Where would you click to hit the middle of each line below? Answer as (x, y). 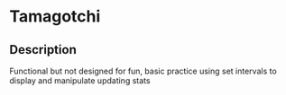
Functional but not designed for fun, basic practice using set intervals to (143, 71)
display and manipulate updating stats (80, 81)
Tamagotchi (55, 17)
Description (43, 50)
